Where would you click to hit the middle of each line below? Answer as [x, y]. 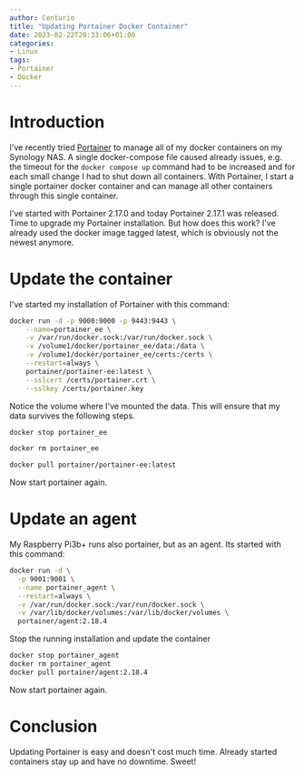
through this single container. [64, 196]
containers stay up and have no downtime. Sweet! [103, 761]
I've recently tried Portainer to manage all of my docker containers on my [146, 147]
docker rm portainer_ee [54, 448]
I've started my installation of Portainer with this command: [119, 304]
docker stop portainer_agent [64, 656]
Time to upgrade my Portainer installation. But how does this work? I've [143, 223]
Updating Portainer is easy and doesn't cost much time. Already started [143, 751]
